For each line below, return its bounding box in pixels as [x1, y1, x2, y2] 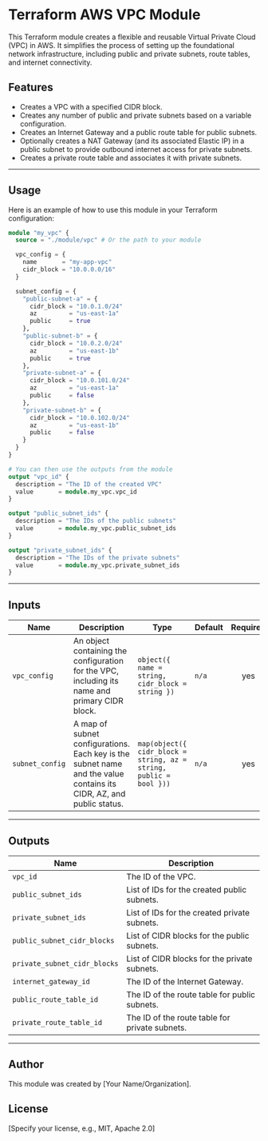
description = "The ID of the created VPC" [15, 480, 162, 489]
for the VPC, [73, 665, 120, 676]
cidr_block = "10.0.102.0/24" [29, 413, 130, 421]
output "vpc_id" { [8, 473, 69, 481]
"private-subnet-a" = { [22, 369, 102, 377]
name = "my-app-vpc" [22, 258, 112, 266]
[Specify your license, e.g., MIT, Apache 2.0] [8, 1123, 156, 1133]
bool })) [137, 780, 171, 788]
